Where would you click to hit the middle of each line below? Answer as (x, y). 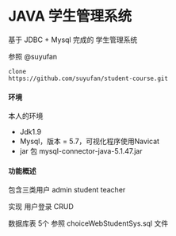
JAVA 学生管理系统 (70, 16)
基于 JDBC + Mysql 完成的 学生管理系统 (73, 40)
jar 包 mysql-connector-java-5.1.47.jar (81, 151)
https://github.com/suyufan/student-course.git (88, 78)
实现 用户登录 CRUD (41, 207)
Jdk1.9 (31, 132)
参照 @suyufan (33, 56)
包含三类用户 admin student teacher (67, 190)
